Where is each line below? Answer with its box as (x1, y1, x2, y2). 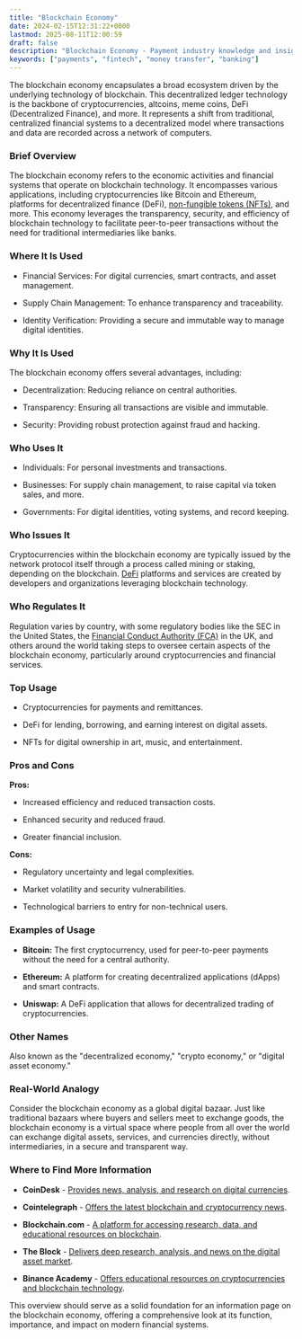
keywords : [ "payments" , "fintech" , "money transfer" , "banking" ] (9, 55, 260, 64)
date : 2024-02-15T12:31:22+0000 (9, 22, 130, 31)
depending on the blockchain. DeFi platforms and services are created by (9, 568, 281, 580)
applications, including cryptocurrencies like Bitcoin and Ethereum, (9, 190, 257, 200)
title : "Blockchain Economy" (9, 13, 119, 22)
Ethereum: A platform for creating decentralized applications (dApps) (22, 971, 280, 982)
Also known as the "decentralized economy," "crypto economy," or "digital (9, 1051, 285, 1061)
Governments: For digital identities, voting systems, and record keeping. (22, 507, 289, 518)
